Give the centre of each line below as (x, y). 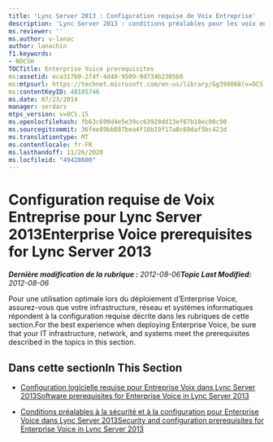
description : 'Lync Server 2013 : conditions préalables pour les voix (132, 24)
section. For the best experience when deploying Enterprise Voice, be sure (132, 325)
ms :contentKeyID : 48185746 (54, 92)
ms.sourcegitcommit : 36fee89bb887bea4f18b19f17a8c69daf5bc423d (118, 129)
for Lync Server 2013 (80, 252)
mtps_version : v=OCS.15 (49, 115)
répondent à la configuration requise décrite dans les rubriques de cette (129, 316)
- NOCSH (22, 62)
